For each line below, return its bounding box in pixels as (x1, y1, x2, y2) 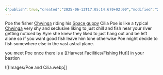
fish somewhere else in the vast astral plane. (5, 40, 94, 46)
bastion (5, 55, 20, 61)
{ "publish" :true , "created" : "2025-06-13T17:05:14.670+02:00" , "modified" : (5, 7, 155, 12)
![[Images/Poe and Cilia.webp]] (5, 64, 67, 70)
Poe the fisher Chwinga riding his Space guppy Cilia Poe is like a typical (5, 20, 149, 26)
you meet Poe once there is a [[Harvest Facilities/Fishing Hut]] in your (5, 50, 145, 56)
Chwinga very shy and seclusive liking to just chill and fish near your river (5, 25, 152, 31)
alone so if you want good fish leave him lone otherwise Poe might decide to (5, 36, 158, 41)
